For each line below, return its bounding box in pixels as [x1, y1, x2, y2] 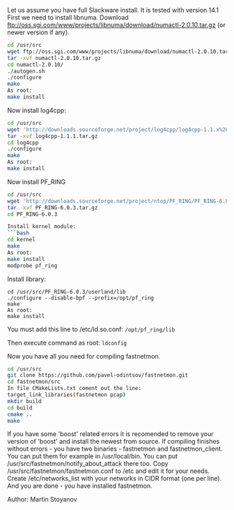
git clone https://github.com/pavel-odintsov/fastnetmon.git [7, 372, 189, 379]
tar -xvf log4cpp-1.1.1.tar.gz [7, 133, 98, 140]
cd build [7, 404, 33, 411]
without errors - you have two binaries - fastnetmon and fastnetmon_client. [7, 444, 223, 453]
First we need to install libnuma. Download [7, 13, 129, 22]
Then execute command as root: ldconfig [7, 338, 127, 347]
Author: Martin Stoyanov [7, 495, 78, 504]
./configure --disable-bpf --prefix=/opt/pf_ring [7, 294, 155, 301]
